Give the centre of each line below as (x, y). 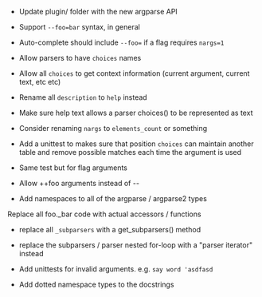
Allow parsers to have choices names (80, 58)
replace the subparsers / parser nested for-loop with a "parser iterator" (135, 245)
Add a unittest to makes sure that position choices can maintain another (136, 144)
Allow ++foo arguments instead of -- (79, 183)
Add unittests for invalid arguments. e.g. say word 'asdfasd (116, 269)
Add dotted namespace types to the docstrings (96, 284)
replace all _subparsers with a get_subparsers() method (110, 230)
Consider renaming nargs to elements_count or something (113, 128)
